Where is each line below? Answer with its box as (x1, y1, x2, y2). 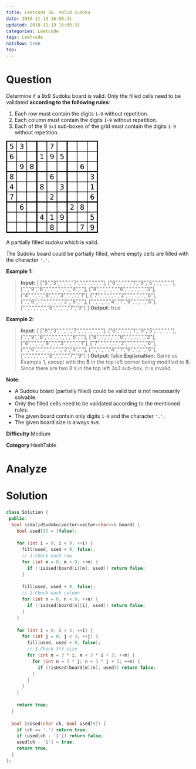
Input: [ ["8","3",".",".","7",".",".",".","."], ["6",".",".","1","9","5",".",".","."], (20, 327, 177, 334)
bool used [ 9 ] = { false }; (16, 528, 77, 534)
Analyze (6, 463, 48, 476)
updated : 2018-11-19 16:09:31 (6, 22, 80, 28)
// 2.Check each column (21, 590, 80, 596)
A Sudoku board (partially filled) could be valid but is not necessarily (14, 387, 180, 394)
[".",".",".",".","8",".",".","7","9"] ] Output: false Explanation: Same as (20, 352, 178, 359)
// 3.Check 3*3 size (27, 646, 77, 652)
